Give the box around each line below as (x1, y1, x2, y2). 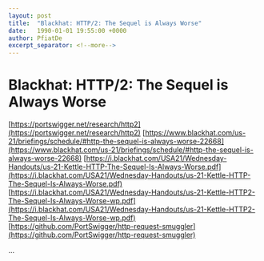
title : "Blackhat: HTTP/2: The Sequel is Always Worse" (8, 19, 202, 27)
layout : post (8, 11, 52, 20)
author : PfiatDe (8, 34, 62, 42)
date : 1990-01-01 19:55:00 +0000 (8, 26, 127, 34)
